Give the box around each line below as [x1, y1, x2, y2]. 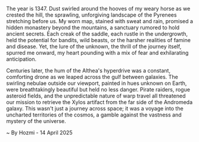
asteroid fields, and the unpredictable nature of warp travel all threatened [6, 92, 186, 99]
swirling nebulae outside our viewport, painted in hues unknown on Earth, [6, 80, 187, 87]
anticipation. [6, 56, 37, 62]
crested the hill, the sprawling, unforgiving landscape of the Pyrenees [6, 11, 177, 18]
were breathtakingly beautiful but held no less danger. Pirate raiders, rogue [6, 86, 191, 93]
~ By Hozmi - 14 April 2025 [6, 129, 73, 136]
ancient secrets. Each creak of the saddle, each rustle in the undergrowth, [6, 30, 188, 37]
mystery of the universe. [6, 118, 67, 124]
